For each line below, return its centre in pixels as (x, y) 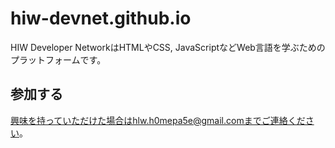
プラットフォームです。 (58, 59)
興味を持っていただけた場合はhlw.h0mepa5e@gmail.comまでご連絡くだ (158, 120)
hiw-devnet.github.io (101, 18)
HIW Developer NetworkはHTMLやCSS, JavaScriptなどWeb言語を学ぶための (168, 47)
